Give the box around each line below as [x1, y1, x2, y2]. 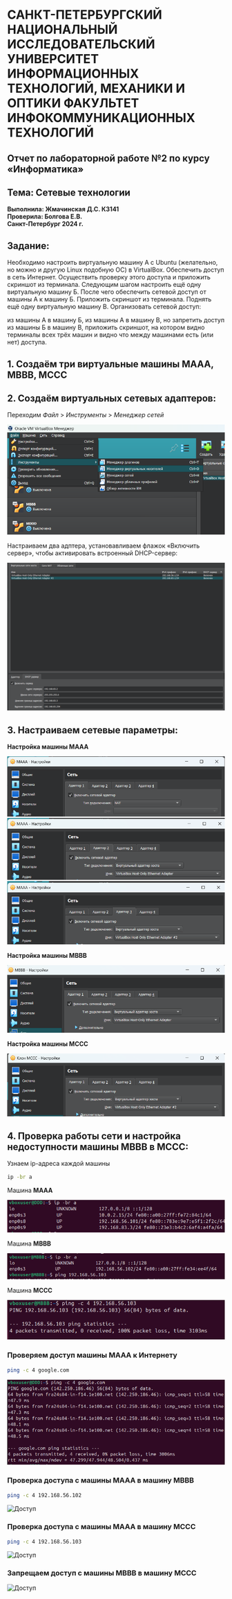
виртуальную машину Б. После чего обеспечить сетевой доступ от [7, 288, 206, 296]
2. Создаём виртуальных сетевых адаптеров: [7, 392, 216, 404]
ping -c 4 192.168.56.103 [7, 1539, 81, 1546]
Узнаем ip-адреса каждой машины [7, 1160, 110, 1168]
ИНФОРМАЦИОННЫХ [7, 66, 139, 82]
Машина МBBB [7, 1239, 52, 1248]
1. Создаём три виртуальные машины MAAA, [7, 358, 214, 370]
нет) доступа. [7, 338, 47, 347]
